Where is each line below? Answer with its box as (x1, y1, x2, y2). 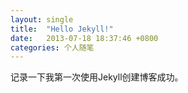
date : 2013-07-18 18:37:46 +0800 (10, 33, 159, 43)
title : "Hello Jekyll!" (10, 24, 114, 34)
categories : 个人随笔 (10, 42, 95, 53)
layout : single (10, 14, 74, 25)
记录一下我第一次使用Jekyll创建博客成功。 (10, 71, 184, 83)
